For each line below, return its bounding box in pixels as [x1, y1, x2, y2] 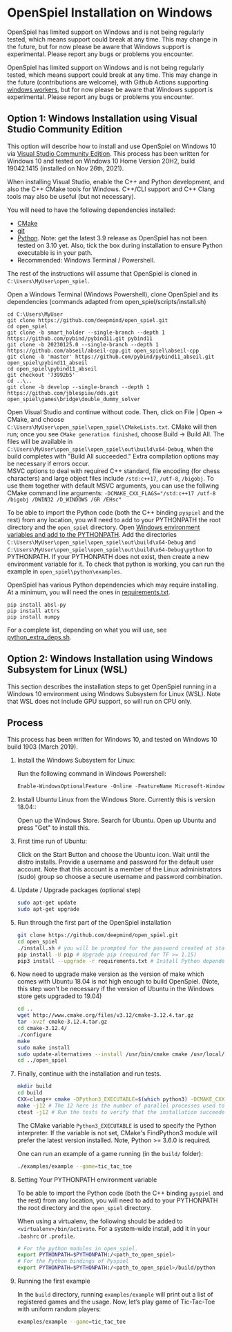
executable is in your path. [17, 248, 93, 257]
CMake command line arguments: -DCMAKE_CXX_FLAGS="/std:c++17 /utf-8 [7, 488, 216, 497]
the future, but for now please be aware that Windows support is [7, 42, 191, 51]
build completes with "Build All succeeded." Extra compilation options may [7, 452, 219, 460]
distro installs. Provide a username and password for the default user [17, 858, 214, 867]
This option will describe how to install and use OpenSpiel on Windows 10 [7, 142, 217, 150]
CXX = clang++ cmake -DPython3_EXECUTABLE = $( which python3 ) [17, 1096, 188, 1103]
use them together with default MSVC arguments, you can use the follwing [7, 481, 220, 490]
